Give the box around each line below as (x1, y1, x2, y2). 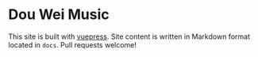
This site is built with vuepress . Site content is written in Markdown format (8, 32, 250, 41)
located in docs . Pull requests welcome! (8, 40, 137, 49)
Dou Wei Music (8, 6, 110, 24)
